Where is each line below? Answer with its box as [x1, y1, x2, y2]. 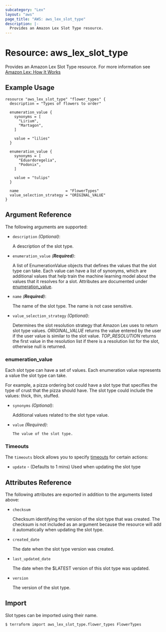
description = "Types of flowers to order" [9, 101, 101, 106]
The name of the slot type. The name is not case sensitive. [12, 303, 133, 309]
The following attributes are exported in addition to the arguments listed [5, 491, 153, 497]
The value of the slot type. [12, 431, 73, 436]
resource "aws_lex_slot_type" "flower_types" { [5, 97, 106, 102]
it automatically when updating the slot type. [12, 527, 104, 533]
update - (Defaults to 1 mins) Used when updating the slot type [12, 464, 141, 470]
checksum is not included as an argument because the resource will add [12, 521, 162, 527]
